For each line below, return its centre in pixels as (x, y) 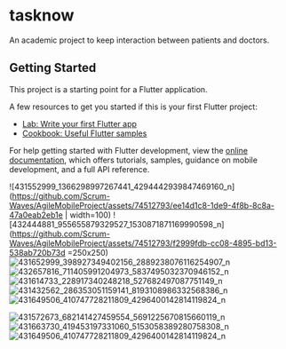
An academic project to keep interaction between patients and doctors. (139, 40)
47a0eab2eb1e (36, 215)
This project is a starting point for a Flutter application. (108, 89)
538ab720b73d (37, 252)
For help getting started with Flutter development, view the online (129, 150)
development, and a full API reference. (79, 169)
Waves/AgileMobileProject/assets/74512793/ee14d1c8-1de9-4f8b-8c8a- (142, 205)
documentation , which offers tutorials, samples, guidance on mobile (133, 160)
